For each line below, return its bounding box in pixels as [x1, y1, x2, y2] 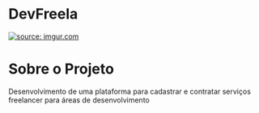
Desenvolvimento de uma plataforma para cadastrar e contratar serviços [8, 86, 251, 96]
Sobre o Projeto [8, 60, 115, 78]
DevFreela [8, 5, 79, 23]
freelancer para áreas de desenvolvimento [8, 94, 150, 105]
